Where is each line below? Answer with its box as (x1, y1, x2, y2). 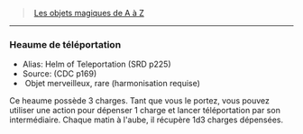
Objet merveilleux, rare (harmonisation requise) (24, 78, 201, 89)
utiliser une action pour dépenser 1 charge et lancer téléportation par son (9, 105, 281, 116)
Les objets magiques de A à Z (33, 8, 144, 18)
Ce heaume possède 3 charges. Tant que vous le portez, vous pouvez (9, 95, 271, 106)
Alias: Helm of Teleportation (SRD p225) (22, 58, 171, 70)
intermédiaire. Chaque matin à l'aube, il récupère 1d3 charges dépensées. (9, 114, 284, 125)
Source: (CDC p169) (22, 68, 97, 79)
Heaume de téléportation (9, 38, 122, 50)
